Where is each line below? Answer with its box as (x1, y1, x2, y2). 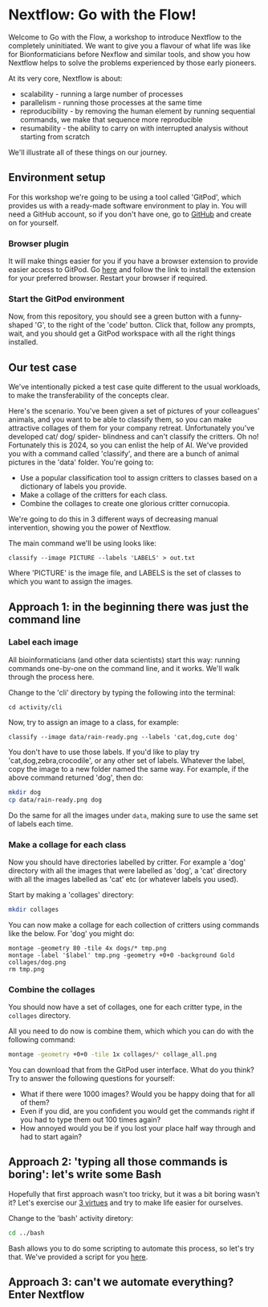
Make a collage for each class (8, 839, 127, 850)
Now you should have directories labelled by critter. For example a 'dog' (8, 857, 246, 867)
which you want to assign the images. (8, 577, 133, 587)
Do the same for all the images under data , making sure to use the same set (8, 810, 258, 820)
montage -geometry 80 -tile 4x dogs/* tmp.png (8, 944, 167, 952)
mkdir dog (8, 788, 42, 796)
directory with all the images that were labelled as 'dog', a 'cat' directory (8, 865, 247, 875)
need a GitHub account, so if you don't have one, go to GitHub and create (8, 209, 252, 219)
